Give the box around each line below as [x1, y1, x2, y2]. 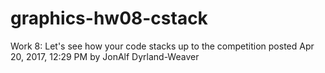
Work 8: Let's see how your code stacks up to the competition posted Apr [10, 40, 315, 52]
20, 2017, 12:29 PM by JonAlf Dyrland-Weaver [10, 50, 200, 62]
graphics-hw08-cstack [10, 7, 208, 30]
